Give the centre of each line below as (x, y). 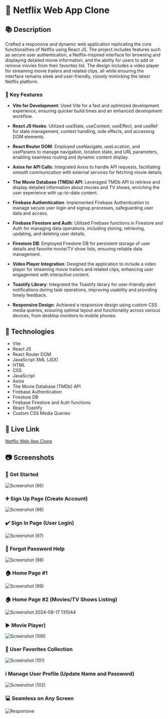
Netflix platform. (22, 82)
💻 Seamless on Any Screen (40, 698)
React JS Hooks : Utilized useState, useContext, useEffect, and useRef (85, 126)
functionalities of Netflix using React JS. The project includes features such (83, 49)
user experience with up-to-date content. (55, 193)
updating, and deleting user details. (49, 234)
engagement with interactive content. (51, 275)
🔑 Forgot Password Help (35, 549)
